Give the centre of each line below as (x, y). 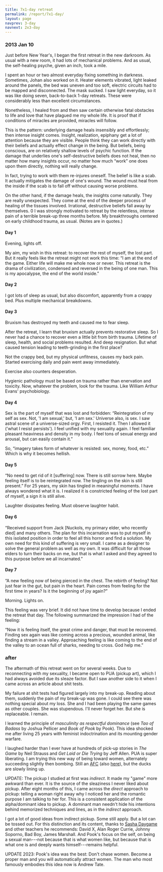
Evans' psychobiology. (28, 391)
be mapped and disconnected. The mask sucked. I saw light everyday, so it (81, 91)
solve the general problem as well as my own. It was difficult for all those (78, 548)
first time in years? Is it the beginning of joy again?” (56, 591)
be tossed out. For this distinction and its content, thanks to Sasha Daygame (81, 824)
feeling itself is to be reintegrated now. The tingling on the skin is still (74, 481)
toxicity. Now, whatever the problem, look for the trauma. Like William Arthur (81, 386)
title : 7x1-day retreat (29, 9)
